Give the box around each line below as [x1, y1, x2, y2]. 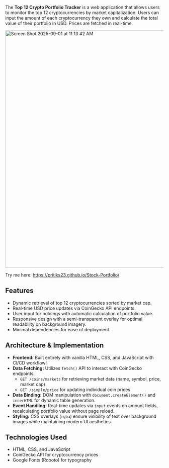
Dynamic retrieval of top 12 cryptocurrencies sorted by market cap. [12, 300, 152, 306]
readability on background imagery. [12, 321, 87, 327]
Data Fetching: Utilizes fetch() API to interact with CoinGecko [12, 365, 142, 371]
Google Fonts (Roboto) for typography [12, 457, 92, 463]
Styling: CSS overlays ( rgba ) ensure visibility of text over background [12, 413, 157, 419]
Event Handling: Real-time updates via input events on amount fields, [12, 402, 158, 409]
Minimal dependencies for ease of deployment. [12, 326, 111, 332]
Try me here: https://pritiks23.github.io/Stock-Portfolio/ [5, 272, 120, 278]
